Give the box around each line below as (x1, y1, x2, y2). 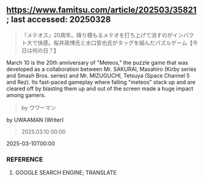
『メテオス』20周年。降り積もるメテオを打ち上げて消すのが (21, 31, 173, 38)
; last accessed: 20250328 (6, 15, 111, 25)
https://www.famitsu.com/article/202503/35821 (6, 5, 197, 15)
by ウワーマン (21, 104, 56, 111)
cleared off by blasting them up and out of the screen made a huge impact (6, 85, 194, 92)
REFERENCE (6, 155, 43, 164)
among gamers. (6, 91, 46, 98)
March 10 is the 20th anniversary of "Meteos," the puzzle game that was (6, 59, 188, 66)
